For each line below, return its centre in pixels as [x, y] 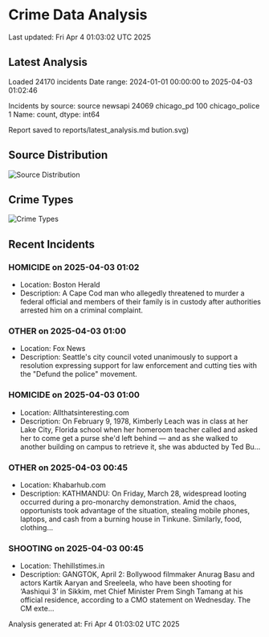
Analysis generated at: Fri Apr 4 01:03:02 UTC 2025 [94, 624]
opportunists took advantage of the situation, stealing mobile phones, [135, 510]
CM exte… [37, 609]
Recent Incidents [51, 244]
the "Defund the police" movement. [79, 374]
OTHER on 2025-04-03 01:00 [67, 331]
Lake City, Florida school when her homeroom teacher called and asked [139, 429]
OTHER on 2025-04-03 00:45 [68, 468]
